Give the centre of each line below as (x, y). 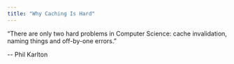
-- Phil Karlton (28, 54)
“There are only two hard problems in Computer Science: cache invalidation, (117, 33)
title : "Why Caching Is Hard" (51, 14)
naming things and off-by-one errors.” (62, 41)
